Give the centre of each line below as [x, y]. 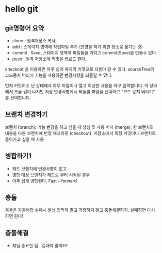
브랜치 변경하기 [26, 114]
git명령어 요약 [25, 28]
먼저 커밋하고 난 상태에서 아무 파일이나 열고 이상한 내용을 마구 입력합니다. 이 [77, 85]
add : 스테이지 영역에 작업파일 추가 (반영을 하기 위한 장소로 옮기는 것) [77, 47]
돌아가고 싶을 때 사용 [24, 139]
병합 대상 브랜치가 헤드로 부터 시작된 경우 [51, 175]
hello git [22, 9]
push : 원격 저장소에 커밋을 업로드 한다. [49, 59]
